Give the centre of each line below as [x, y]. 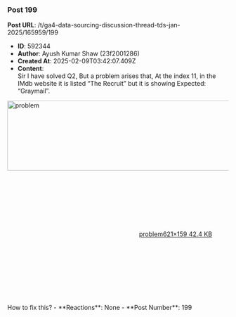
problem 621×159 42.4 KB [176, 234]
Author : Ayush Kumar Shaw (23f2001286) [78, 53]
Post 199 [22, 10]
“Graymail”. [34, 91]
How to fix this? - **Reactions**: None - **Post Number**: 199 [100, 308]
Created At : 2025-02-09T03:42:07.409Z [77, 61]
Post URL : [22, 25]
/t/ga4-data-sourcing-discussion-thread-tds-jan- [109, 25]
